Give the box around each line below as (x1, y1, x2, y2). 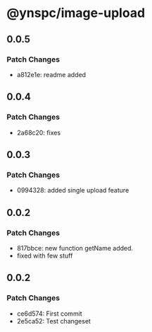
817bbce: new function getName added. (16, 244, 134, 252)
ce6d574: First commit (16, 309, 82, 318)
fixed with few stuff (16, 251, 73, 260)
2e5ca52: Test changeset (16, 316, 91, 325)
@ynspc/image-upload (6, 5, 146, 21)
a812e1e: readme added (16, 70, 86, 79)
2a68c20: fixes (16, 128, 61, 137)
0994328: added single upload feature (16, 186, 129, 195)
